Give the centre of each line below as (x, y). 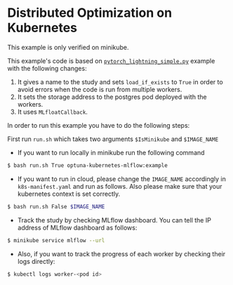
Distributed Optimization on (90, 13)
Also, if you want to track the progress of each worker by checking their (121, 253)
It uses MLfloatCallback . (52, 112)
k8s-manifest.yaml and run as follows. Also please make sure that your (120, 186)
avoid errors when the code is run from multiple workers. (100, 89)
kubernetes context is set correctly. (69, 194)
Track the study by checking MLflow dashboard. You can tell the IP (114, 220)
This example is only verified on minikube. (68, 47)
